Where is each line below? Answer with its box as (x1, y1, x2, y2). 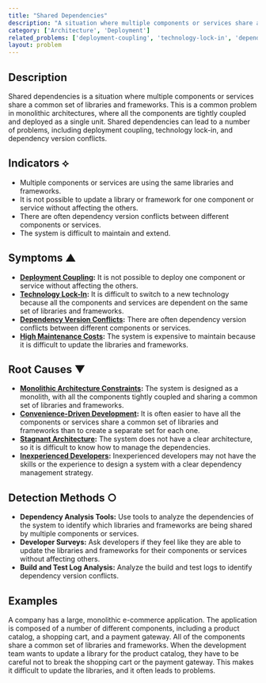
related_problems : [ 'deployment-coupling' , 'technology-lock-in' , (8, 33, 232, 42)
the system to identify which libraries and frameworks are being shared (19, 520, 253, 530)
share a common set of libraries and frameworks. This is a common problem (8, 100, 257, 109)
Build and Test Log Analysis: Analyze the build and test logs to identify (19, 562, 253, 572)
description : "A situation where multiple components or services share (8, 19, 253, 27)
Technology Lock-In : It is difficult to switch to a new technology (19, 289, 230, 298)
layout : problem (8, 41, 62, 49)
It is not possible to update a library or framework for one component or (19, 194, 255, 204)
